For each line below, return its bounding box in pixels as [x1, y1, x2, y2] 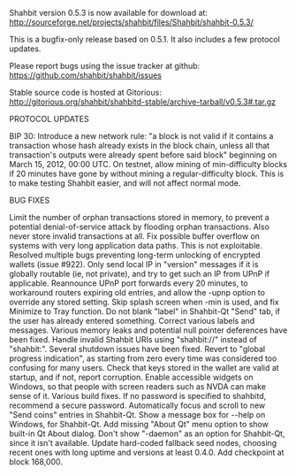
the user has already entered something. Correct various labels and [9, 316, 255, 326]
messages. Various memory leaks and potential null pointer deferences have [9, 325, 288, 335]
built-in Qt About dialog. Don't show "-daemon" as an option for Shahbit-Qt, [9, 428, 285, 439]
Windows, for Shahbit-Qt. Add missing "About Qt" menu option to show [9, 419, 269, 429]
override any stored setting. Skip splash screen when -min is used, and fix [9, 296, 280, 307]
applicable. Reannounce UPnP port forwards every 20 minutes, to [9, 278, 248, 288]
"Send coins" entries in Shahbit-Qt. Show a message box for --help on [9, 410, 266, 419]
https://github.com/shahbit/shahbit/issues [9, 70, 162, 81]
